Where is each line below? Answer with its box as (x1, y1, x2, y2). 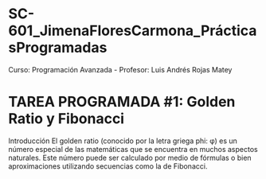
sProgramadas (8, 39, 108, 56)
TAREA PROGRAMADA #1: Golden (8, 93, 236, 111)
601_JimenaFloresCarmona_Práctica (8, 21, 257, 40)
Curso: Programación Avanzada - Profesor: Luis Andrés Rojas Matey (8, 64, 233, 74)
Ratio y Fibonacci (8, 110, 125, 128)
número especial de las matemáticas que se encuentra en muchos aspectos (8, 144, 258, 154)
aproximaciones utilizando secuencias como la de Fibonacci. (8, 161, 208, 171)
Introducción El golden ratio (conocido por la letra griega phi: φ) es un (8, 136, 237, 146)
